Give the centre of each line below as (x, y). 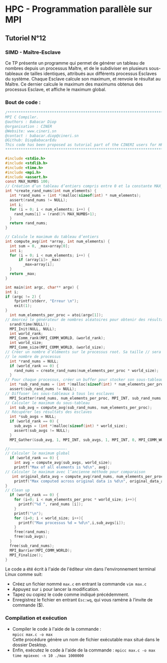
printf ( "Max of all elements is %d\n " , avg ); (62, 467)
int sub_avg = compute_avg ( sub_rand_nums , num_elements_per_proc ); (81, 408)
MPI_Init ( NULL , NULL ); (33, 329)
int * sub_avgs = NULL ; (33, 417)
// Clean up (17, 491)
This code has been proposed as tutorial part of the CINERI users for (81, 145)
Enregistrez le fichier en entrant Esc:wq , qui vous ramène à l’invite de (83, 600)
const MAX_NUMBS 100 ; (28, 182)
